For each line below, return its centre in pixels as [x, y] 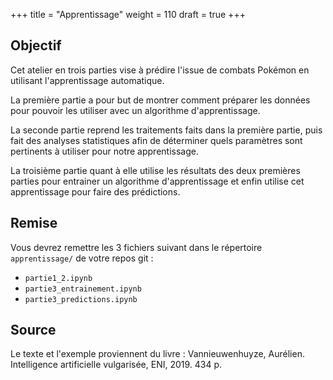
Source [33, 330]
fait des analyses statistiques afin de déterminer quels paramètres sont [156, 140]
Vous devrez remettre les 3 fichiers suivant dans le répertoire [136, 247]
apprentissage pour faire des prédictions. [95, 191]
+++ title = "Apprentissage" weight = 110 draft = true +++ [128, 14]
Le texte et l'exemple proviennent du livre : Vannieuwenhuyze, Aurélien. [157, 354]
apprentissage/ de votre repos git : [82, 258]
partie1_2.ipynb [58, 278]
